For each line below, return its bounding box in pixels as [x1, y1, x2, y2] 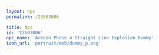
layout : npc [6, 8, 35, 14]
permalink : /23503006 [6, 14, 59, 20]
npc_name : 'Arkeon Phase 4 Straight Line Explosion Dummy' [6, 35, 154, 41]
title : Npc [6, 24, 33, 30]
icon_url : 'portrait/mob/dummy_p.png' [6, 41, 101, 46]
